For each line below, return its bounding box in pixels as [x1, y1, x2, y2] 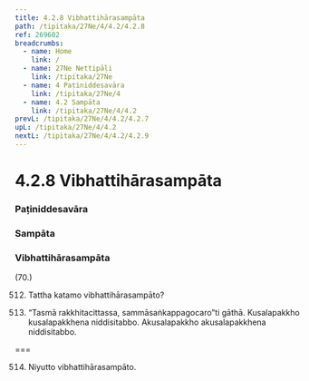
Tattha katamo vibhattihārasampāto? [27, 289, 165, 300]
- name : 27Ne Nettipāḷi [23, 64, 112, 73]
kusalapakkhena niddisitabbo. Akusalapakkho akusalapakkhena [27, 317, 266, 327]
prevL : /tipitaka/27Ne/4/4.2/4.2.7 [14, 114, 150, 123]
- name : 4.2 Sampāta [23, 97, 101, 107]
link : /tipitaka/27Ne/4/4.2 [31, 106, 137, 115]
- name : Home [23, 47, 72, 56]
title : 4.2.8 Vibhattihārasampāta [14, 13, 146, 23]
